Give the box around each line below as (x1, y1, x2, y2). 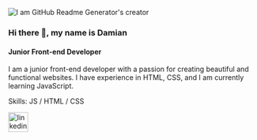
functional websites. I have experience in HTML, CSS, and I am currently (8, 73, 244, 82)
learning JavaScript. (8, 81, 74, 91)
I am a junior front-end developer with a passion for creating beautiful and (8, 64, 249, 74)
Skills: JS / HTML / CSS (8, 96, 85, 106)
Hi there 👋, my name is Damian (8, 27, 128, 38)
